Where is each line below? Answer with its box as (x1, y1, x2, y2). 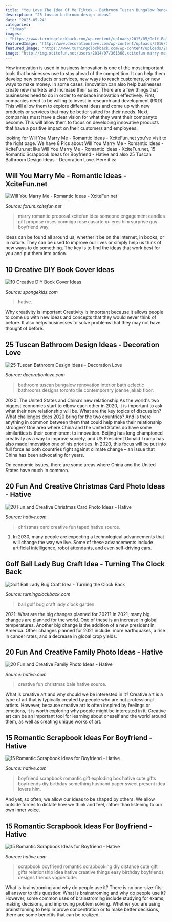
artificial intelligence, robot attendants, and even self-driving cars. (12, 545, 152, 551)
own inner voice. (5, 807, 40, 813)
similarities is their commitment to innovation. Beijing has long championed (5, 430, 163, 436)
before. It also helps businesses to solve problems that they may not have (5, 320, 161, 326)
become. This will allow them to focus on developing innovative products (5, 119, 159, 125)
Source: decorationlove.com (5, 371, 65, 378)
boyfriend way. (17, 224, 50, 230)
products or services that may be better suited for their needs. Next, (5, 109, 149, 115)
